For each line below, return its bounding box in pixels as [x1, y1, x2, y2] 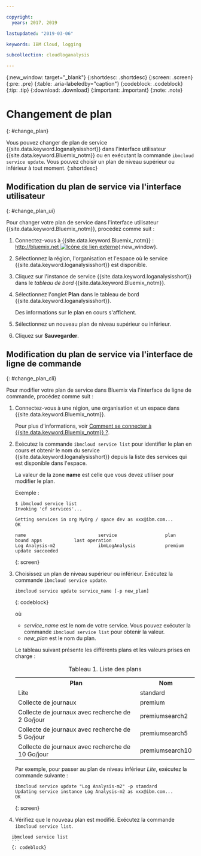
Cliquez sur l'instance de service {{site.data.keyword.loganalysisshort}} [14, 272, 192, 280]
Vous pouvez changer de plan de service [6, 139, 108, 146]
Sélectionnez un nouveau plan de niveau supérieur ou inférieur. [14, 320, 172, 328]
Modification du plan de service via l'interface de [6, 349, 193, 360]
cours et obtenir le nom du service [14, 446, 100, 453]
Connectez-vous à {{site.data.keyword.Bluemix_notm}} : [14, 236, 154, 244]
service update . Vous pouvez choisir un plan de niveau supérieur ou [6, 158, 175, 166]
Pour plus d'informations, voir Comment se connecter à [14, 422, 152, 429]
